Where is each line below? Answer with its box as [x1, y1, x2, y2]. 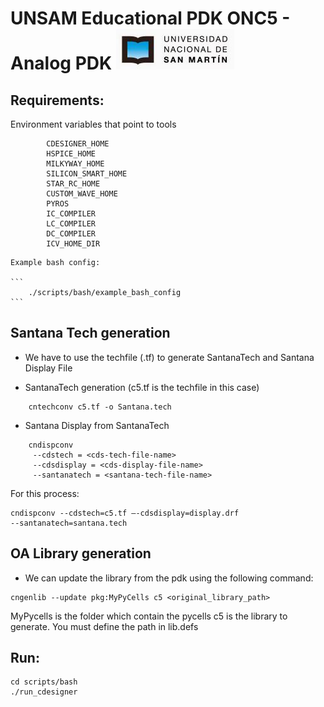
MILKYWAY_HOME [46, 159, 105, 169]
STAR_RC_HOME [46, 179, 101, 189]
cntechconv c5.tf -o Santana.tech [28, 402, 172, 412]
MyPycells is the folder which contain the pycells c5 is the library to [10, 610, 288, 622]
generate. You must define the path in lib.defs [10, 620, 199, 632]
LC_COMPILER [46, 219, 97, 229]
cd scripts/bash [10, 677, 78, 687]
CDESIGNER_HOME [46, 139, 110, 149]
